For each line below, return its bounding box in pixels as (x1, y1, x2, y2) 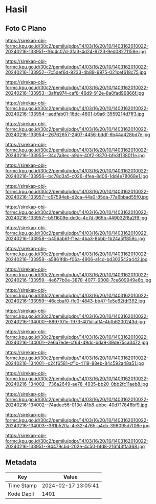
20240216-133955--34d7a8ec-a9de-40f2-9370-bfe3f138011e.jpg (5, 152, 145, 158)
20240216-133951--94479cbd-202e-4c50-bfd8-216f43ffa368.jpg (5, 444, 145, 449)
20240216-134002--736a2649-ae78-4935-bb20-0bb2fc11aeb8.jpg (5, 381, 148, 387)
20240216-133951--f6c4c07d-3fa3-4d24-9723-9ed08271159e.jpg (5, 49, 146, 54)
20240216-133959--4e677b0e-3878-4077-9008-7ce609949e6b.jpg (5, 277, 151, 283)
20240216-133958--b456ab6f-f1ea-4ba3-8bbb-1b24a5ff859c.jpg (5, 235, 145, 242)
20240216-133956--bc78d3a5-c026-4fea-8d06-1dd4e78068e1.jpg (5, 173, 148, 179)
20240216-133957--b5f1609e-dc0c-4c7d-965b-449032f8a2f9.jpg (5, 215, 147, 221)
